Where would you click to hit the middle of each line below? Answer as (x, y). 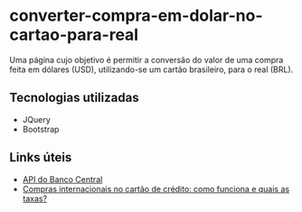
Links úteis (41, 157)
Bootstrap (41, 129)
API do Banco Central (62, 179)
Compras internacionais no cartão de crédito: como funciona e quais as (156, 189)
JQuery (37, 119)
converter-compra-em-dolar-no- (137, 16)
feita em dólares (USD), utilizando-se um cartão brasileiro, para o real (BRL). (151, 69)
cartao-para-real (74, 35)
